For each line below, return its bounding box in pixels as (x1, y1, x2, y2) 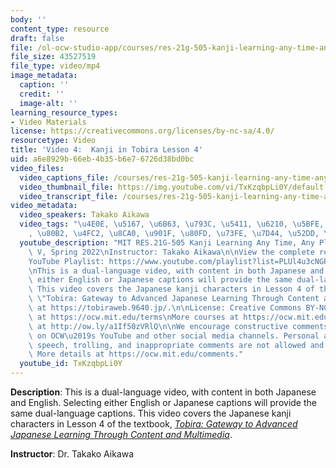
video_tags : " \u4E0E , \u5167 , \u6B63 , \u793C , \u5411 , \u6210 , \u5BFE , (19, 219, 325, 230)
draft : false (10, 33, 65, 43)
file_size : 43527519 (10, 52, 97, 62)
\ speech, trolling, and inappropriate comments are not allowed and (28, 340, 325, 350)
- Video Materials (10, 117, 87, 127)
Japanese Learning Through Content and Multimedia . (10, 429, 233, 440)
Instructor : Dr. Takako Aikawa (10, 448, 135, 460)
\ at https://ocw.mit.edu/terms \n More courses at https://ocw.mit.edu (28, 312, 329, 322)
